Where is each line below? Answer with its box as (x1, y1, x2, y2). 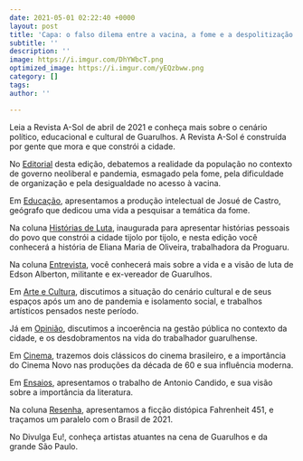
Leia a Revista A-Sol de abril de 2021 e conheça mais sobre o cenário (9, 121, 268, 132)
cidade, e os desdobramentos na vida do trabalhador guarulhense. (9, 332, 258, 343)
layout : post (9, 22, 59, 31)
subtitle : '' (9, 38, 59, 48)
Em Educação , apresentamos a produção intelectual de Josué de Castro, (9, 195, 282, 206)
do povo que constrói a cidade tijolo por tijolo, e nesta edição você (9, 231, 258, 242)
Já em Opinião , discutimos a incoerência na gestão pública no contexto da (9, 323, 288, 334)
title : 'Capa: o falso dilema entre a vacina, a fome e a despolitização (9, 30, 294, 39)
